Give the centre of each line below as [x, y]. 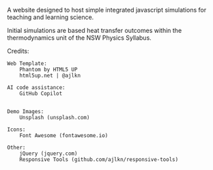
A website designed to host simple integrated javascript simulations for [107, 10]
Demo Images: [26, 112]
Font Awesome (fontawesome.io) [64, 136]
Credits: [18, 51]
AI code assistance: [37, 88]
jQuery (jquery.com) [48, 154]
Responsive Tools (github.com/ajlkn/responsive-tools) [99, 160]
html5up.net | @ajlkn [50, 75]
